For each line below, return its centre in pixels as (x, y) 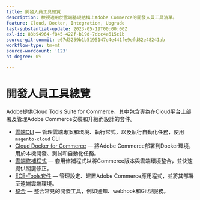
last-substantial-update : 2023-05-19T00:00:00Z (67, 29)
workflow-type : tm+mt (33, 46)
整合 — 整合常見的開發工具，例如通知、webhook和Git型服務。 (92, 191)
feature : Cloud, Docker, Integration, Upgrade (65, 23)
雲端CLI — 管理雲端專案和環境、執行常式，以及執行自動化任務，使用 (99, 132)
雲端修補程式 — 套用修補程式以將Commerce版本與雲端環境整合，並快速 (104, 161)
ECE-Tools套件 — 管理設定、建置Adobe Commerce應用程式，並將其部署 (104, 176)
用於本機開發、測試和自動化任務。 (57, 153)
